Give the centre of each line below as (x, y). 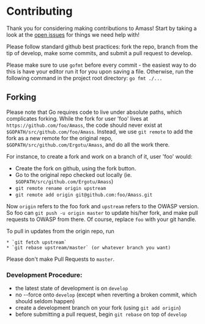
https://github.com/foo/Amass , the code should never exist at (84, 125)
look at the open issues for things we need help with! (73, 34)
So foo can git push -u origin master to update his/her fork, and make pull (102, 213)
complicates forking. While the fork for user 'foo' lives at (77, 118)
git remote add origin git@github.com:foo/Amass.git (84, 195)
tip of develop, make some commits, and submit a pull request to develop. (99, 53)
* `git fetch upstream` (37, 242)
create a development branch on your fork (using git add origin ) (98, 308)
